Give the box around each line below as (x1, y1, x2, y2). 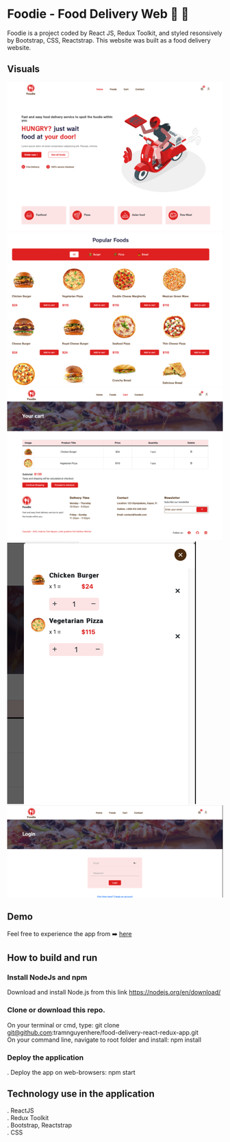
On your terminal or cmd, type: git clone (7, 1021, 120, 1029)
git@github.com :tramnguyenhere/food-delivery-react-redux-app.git (7, 1028, 199, 1036)
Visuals (7, 63, 40, 75)
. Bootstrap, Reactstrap (7, 1121, 73, 1129)
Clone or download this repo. (7, 1005, 105, 1015)
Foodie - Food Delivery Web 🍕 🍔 (7, 6, 190, 22)
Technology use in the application (7, 1088, 155, 1100)
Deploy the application (7, 1053, 84, 1062)
